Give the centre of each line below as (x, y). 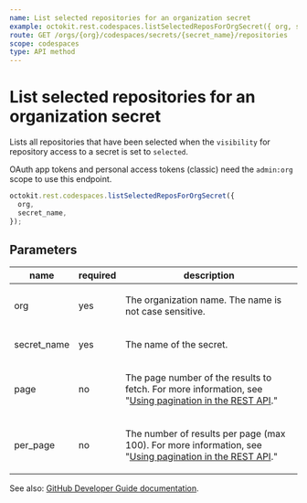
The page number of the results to (198, 378)
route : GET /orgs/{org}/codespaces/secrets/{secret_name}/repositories (148, 35)
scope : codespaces (44, 43)
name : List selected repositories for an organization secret (130, 18)
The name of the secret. (176, 345)
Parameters (43, 249)
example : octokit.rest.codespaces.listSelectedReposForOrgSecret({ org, (151, 27)
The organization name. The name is (203, 300)
